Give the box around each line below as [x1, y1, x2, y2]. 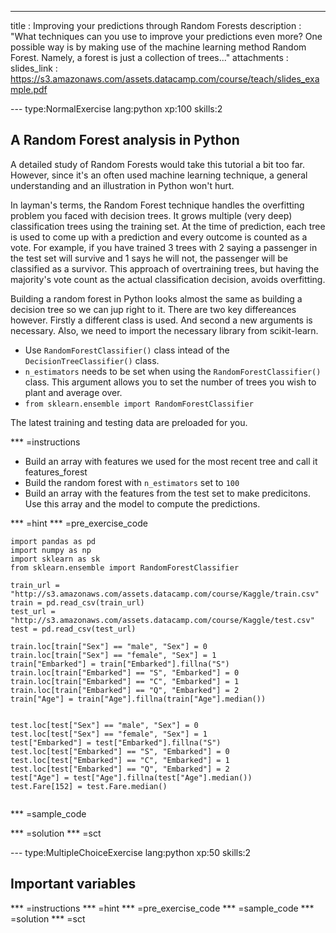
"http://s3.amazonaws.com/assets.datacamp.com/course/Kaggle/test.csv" [10, 615, 315, 625]
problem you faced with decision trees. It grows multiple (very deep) [10, 209, 293, 221]
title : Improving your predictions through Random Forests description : [10, 20, 302, 31]
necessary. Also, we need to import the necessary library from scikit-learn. [10, 324, 319, 336]
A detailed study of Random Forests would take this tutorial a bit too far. [10, 158, 305, 170]
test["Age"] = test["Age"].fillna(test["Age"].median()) [10, 772, 253, 783]
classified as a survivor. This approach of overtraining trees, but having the [10, 262, 320, 275]
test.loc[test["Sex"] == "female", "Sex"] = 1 [10, 729, 208, 739]
